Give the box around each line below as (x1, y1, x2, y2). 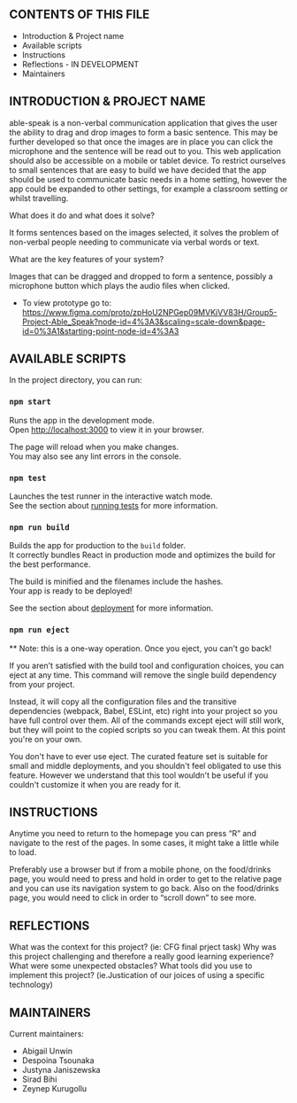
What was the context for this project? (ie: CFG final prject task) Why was (9, 942, 277, 952)
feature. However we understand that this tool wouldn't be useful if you (9, 770, 269, 781)
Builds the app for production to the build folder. (9, 540, 187, 551)
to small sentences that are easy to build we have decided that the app (9, 164, 267, 175)
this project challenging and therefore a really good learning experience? (9, 952, 274, 962)
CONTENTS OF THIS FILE (9, 7, 150, 22)
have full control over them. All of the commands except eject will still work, (9, 715, 285, 726)
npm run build (9, 522, 70, 532)
